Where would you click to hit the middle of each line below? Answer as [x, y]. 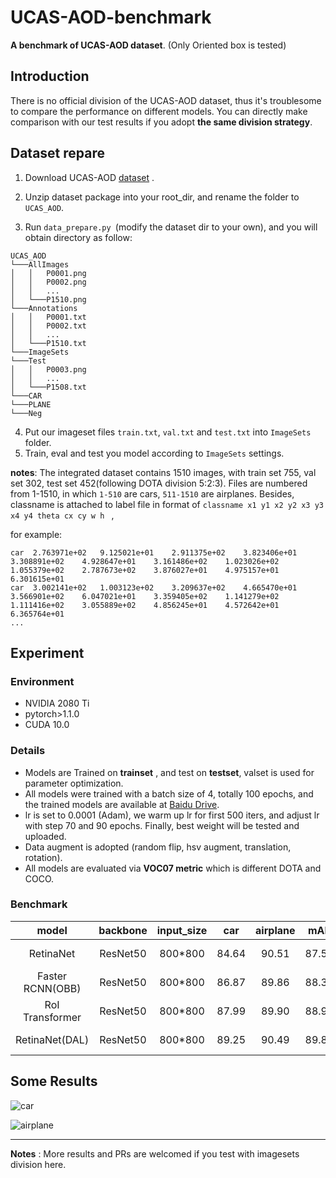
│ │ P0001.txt [48, 317]
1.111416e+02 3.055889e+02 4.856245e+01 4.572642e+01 [145, 605]
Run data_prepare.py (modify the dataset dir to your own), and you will [171, 227]
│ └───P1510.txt [48, 343]
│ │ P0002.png [48, 282]
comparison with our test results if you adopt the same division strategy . [161, 122]
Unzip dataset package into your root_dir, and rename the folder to [162, 197]
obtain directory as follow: [78, 237]
